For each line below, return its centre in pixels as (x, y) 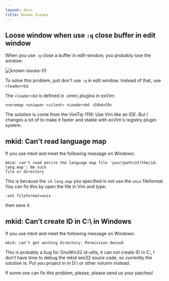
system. (13, 126)
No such (38, 167)
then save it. (18, 205)
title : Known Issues (27, 15)
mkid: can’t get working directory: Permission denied (64, 243)
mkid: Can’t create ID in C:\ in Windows (69, 221)
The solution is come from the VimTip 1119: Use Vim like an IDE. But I (77, 114)
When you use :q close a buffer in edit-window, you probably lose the (78, 55)
